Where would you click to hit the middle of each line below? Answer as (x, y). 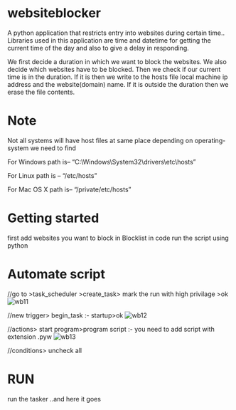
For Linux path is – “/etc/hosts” (52, 175)
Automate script (56, 274)
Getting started (53, 218)
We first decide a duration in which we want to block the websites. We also (117, 61)
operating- (210, 140)
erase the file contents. (41, 92)
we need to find (53, 148)
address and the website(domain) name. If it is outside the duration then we (118, 84)
